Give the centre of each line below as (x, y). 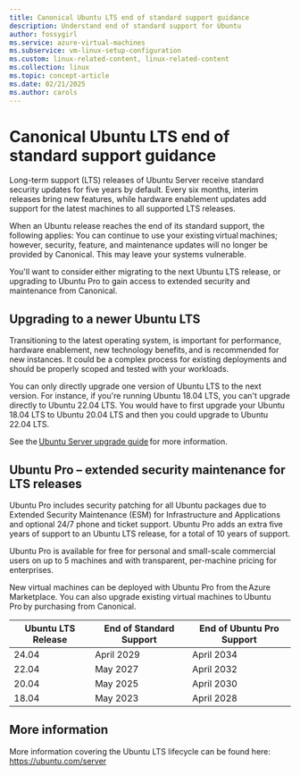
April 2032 (215, 670)
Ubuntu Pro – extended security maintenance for (147, 470)
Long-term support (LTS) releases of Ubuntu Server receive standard (137, 181)
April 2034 (215, 655)
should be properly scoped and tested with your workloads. (119, 369)
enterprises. (31, 570)
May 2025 (117, 684)
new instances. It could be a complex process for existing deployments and (148, 359)
